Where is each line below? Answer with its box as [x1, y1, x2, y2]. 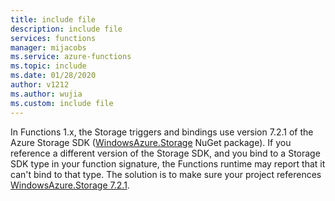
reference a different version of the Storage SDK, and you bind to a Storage [10, 147, 321, 159]
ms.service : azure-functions [10, 52, 132, 62]
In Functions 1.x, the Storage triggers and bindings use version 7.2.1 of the [10, 126, 314, 138]
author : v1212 [10, 80, 70, 90]
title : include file [10, 14, 97, 25]
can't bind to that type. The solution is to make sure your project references [10, 168, 322, 180]
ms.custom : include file [10, 98, 114, 108]
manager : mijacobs [10, 42, 87, 53]
